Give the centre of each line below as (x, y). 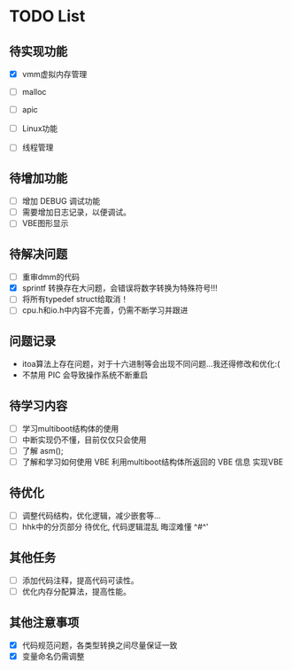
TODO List (47, 16)
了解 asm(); (42, 451)
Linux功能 (40, 129)
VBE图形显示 (45, 223)
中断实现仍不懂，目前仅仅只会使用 (84, 440)
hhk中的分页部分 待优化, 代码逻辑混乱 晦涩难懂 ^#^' (115, 527)
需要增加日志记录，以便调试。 (76, 212)
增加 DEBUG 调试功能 (61, 201)
